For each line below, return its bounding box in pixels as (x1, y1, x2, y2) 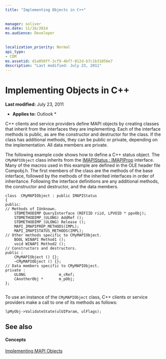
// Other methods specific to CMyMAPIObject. (5, 233, 101, 238)
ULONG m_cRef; (14, 272, 75, 277)
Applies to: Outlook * (12, 111, 56, 117)
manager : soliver (5, 21, 41, 27)
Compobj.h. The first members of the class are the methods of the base (5, 168, 153, 174)
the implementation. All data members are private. (5, 142, 108, 148)
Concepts (5, 336, 26, 343)
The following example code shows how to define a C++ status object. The (5, 152, 160, 158)
